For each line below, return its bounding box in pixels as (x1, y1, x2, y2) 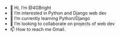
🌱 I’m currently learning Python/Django (9, 15, 90, 21)
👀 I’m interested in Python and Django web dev (9, 10, 106, 16)
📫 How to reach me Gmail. (9, 26, 66, 32)
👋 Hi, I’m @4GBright (9, 5, 51, 10)
